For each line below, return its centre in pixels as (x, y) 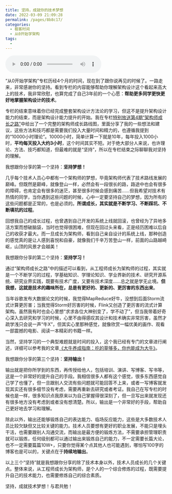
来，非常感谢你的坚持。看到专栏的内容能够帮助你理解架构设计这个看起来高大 (86, 87)
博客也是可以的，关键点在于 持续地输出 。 (48, 451)
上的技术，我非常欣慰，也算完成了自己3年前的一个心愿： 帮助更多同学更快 (83, 94)
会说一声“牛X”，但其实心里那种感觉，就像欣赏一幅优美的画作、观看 (94, 324)
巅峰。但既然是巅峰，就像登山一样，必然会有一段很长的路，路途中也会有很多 (86, 184)
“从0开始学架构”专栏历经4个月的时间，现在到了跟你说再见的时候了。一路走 (84, 81)
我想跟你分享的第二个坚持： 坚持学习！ (46, 257)
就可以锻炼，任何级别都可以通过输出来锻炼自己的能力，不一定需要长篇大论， (86, 438)
